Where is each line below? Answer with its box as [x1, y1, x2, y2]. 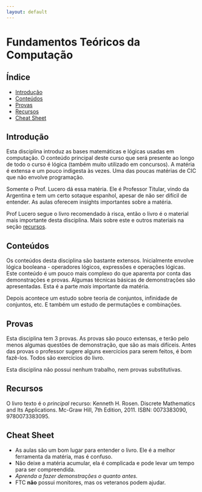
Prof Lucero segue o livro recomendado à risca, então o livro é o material [6, 210, 189, 218]
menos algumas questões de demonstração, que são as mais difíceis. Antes [6, 341, 197, 348]
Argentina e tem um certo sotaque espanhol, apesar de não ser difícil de [6, 192, 187, 199]
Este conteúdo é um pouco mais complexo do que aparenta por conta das [6, 270, 192, 277]
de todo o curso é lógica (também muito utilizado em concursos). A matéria [6, 161, 195, 168]
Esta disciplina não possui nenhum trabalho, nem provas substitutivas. [6, 366, 182, 373]
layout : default [6, 9, 47, 15]
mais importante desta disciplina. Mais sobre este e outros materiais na [6, 217, 184, 224]
